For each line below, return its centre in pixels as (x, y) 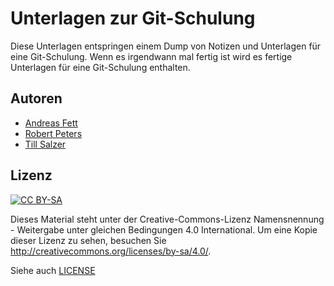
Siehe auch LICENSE (53, 270)
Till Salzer (45, 144)
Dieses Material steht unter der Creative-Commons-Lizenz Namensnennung (167, 219)
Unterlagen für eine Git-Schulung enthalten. (100, 67)
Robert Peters (53, 133)
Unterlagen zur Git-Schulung (133, 18)
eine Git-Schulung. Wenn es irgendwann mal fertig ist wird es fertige (151, 56)
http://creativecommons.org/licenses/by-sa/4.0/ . (111, 251)
